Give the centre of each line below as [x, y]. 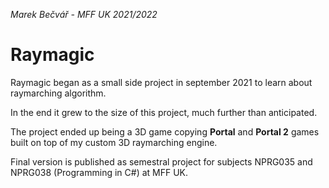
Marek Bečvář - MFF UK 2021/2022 [84, 14]
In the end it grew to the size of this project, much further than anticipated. [164, 112]
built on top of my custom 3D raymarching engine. [114, 142]
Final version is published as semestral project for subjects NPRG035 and [161, 161]
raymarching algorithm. [58, 93]
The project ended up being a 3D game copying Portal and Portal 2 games [165, 131]
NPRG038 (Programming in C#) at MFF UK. [99, 172]
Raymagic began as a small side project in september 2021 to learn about [161, 82]
